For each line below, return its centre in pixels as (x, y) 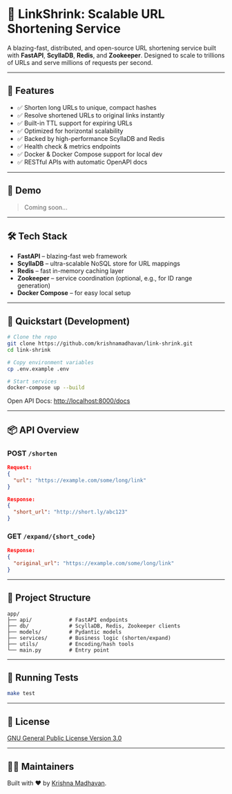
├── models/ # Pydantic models (65, 632)
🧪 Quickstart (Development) (68, 321)
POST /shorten (32, 453)
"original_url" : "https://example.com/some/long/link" (94, 564)
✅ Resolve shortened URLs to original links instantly (91, 115)
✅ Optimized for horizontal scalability (70, 131)
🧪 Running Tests (43, 678)
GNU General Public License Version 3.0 (65, 738)
